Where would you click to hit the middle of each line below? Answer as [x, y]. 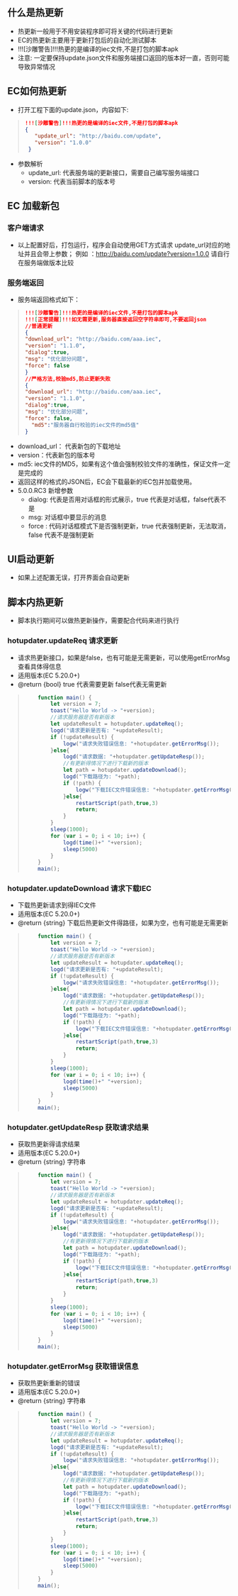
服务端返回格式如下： [49, 299]
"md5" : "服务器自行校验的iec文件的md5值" [85, 425]
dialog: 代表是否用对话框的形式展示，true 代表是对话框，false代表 [124, 499]
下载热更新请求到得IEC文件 [57, 905]
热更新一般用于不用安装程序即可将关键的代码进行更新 [95, 31]
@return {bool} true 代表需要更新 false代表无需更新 [92, 684]
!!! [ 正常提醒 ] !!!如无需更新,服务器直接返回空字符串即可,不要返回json [115, 319]
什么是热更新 [35, 13]
